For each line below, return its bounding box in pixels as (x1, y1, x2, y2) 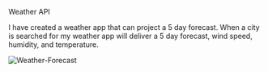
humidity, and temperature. (8, 40, 99, 49)
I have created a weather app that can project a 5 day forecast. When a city (8, 23, 261, 32)
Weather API (8, 7, 50, 16)
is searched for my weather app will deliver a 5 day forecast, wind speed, (8, 32, 253, 40)
